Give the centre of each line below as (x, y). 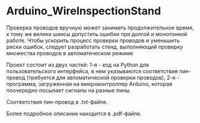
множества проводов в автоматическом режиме (70, 53)
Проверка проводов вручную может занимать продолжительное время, (100, 28)
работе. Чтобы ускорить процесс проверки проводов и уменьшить (93, 40)
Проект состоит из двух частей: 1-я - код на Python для (78, 65)
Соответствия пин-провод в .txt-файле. (57, 102)
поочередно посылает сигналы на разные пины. (69, 90)
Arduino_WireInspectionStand (84, 11)
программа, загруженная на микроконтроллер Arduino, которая (89, 84)
